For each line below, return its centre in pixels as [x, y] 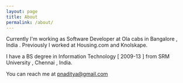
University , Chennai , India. [39, 63]
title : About [22, 17]
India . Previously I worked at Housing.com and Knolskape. [77, 45]
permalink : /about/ [30, 22]
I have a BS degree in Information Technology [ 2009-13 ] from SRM [88, 57]
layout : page [22, 11]
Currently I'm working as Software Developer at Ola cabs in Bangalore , [92, 39]
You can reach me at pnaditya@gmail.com [57, 74]
